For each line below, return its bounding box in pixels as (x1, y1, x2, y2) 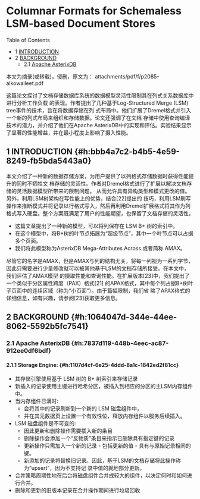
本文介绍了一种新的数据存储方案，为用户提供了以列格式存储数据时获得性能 (6, 172, 189, 180)
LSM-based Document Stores (6, 17, 156, 30)
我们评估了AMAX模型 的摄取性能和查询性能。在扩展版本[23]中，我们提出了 (6, 272, 190, 279)
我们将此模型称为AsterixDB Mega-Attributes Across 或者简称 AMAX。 (14, 244, 186, 252)
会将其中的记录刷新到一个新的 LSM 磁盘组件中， (23, 405, 143, 412)
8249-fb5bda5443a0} (6, 156, 92, 166)
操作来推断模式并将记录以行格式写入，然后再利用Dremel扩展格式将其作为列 (6, 202, 191, 209)
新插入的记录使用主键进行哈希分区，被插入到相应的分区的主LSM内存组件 (14, 382, 193, 390)
